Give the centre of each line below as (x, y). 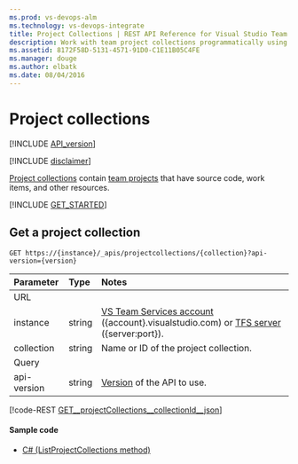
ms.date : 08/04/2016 (47, 75)
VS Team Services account (157, 311)
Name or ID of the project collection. (176, 348)
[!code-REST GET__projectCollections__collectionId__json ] (116, 410)
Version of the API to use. (153, 382)
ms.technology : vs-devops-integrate (77, 26)
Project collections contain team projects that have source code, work (137, 177)
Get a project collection (75, 233)
